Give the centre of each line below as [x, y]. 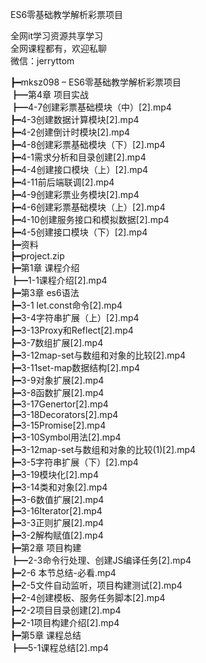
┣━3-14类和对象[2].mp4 [59, 487]
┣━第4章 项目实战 [49, 94]
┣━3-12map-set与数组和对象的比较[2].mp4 [98, 355]
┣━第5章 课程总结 [46, 635]
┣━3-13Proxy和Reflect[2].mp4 [72, 330]
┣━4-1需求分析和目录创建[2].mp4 [78, 157]
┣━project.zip [37, 256]
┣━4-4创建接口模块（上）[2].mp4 [79, 169]
